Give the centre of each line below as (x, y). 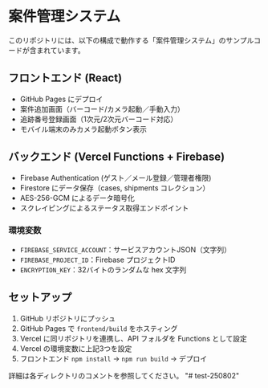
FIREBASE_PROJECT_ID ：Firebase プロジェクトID (97, 259)
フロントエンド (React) (65, 78)
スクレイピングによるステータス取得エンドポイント (104, 208)
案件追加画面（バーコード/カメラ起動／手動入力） (102, 108)
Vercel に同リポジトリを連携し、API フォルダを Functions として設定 (133, 338)
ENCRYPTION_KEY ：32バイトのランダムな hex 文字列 (103, 269)
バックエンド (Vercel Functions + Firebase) (117, 157)
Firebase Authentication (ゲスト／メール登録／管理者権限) (116, 178)
